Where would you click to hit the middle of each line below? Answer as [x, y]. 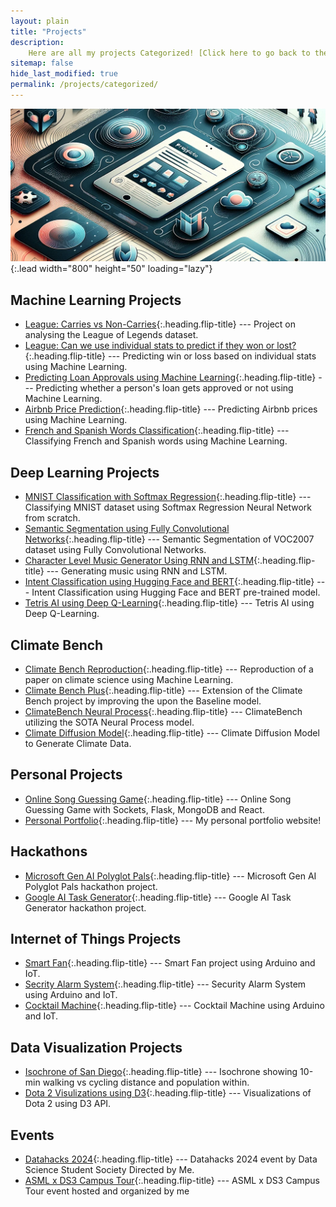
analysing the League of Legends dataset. [111, 335]
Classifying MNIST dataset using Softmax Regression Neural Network [168, 507]
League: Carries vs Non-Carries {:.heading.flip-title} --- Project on [160, 324]
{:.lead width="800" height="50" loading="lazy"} [111, 269]
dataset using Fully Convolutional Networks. [115, 550]
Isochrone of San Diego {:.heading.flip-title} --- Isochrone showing [161, 1072]
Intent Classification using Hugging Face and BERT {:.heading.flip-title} [169, 582]
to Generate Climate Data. [78, 743]
